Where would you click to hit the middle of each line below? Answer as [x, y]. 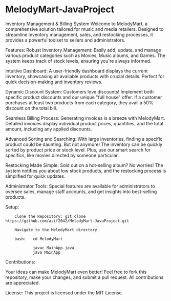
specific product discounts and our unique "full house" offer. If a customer [84, 97]
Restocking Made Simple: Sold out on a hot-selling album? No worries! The [84, 165]
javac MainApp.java [53, 248]
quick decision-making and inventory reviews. [54, 82]
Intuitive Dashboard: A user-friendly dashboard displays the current [77, 71]
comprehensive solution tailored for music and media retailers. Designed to [84, 29]
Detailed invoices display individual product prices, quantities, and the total [84, 123]
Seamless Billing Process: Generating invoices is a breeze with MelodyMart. [85, 118]
